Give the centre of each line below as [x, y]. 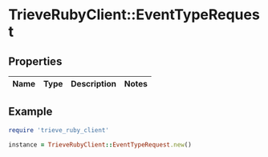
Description [93, 84]
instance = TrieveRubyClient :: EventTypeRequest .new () [100, 145]
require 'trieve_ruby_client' [59, 130]
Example [30, 112]
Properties [35, 61]
